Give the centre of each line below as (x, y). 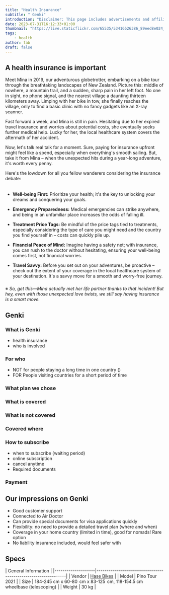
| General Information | (29, 571)
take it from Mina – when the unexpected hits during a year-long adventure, (83, 158)
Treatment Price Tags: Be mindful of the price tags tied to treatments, (85, 225)
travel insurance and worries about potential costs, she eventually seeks (80, 127)
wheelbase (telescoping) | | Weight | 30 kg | (51, 586)
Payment (16, 482)
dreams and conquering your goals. (50, 200)
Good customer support (37, 511)
